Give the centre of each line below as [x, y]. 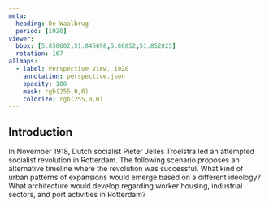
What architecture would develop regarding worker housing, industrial [126, 186]
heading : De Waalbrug [52, 24]
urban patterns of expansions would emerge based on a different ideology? [135, 177]
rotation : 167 [39, 54]
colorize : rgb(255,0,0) [63, 99]
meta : [17, 16]
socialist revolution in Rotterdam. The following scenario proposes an [124, 160]
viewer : [22, 39]
